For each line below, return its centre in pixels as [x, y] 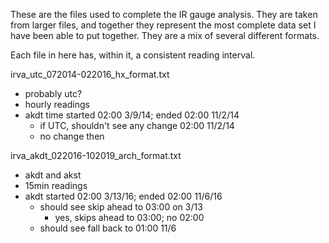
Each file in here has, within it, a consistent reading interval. [133, 55]
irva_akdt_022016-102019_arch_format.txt [96, 155]
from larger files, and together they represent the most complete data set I [163, 25]
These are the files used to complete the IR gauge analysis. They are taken [164, 14]
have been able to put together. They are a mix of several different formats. [165, 35]
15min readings [56, 185]
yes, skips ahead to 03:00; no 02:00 [129, 217]
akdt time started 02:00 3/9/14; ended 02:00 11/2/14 [132, 115]
